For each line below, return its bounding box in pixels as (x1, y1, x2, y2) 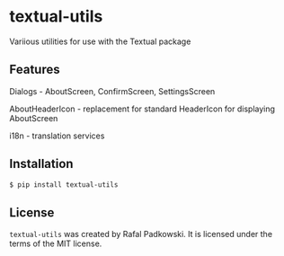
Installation (9, 156, 74, 172)
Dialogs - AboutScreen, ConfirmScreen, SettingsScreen (9, 85, 216, 96)
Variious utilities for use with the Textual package (9, 36, 191, 47)
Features (9, 62, 60, 77)
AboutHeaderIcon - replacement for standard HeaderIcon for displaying (9, 103, 276, 114)
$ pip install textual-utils (9, 180, 119, 190)
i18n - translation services (9, 130, 105, 141)
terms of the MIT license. (9, 238, 102, 249)
